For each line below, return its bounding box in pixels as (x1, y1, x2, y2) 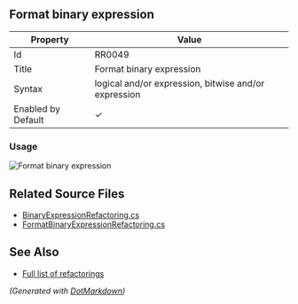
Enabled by (13, 102, 60, 114)
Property (30, 33, 69, 45)
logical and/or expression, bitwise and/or (94, 77, 265, 90)
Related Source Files (9, 186, 125, 201)
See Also (9, 245, 59, 260)
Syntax (13, 82, 43, 95)
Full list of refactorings (21, 268, 105, 278)
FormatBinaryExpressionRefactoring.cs (21, 219, 166, 230)
